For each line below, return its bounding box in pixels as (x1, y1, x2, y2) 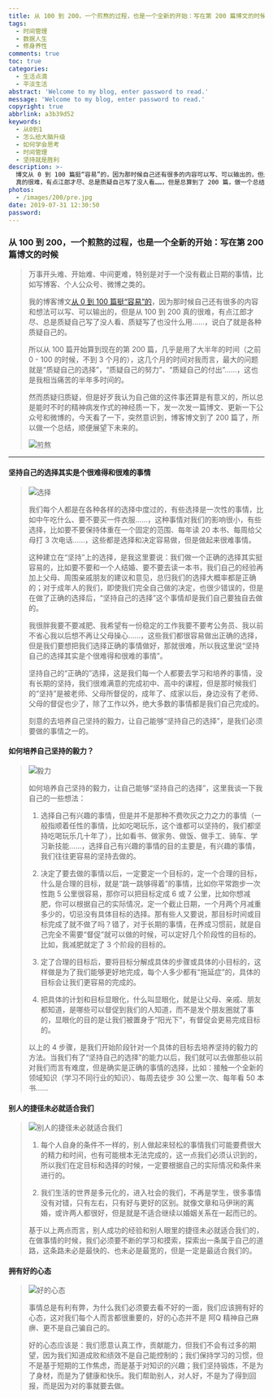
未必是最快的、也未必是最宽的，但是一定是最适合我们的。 (63, 1246, 257, 1256)
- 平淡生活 (15, 80, 48, 88)
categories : (8, 65, 49, 73)
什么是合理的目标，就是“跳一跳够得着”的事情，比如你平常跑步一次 (40, 879, 261, 889)
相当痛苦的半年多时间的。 (42, 375, 128, 385)
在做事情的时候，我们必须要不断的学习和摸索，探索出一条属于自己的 (28, 1235, 257, 1245)
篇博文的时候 (8, 249, 59, 260)
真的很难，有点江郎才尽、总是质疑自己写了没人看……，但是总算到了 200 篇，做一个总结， (15, 178, 271, 187)
